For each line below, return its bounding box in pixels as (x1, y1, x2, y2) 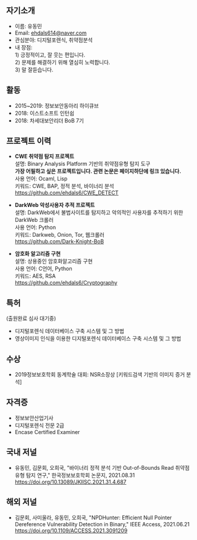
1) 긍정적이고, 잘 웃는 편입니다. (14, 51, 85, 58)
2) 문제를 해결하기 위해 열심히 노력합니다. (14, 58, 111, 65)
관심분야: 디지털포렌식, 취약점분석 (14, 36, 93, 43)
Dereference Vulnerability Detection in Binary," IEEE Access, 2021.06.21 (14, 520, 190, 528)
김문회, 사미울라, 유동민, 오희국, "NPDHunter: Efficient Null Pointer (14, 514, 172, 521)
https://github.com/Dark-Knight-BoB (14, 238, 104, 245)
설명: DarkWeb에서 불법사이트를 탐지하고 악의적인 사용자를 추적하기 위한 (14, 209, 183, 216)
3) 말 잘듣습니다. (14, 66, 53, 73)
